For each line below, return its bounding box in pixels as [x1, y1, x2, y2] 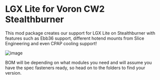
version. [5, 70, 22, 76]
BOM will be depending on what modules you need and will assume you [5, 59, 152, 65]
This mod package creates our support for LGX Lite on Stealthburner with [5, 30, 156, 36]
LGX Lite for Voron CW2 [5, 3, 105, 15]
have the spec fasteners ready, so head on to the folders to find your [5, 65, 146, 71]
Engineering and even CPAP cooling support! [5, 40, 97, 46]
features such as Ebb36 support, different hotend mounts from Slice [5, 35, 145, 41]
